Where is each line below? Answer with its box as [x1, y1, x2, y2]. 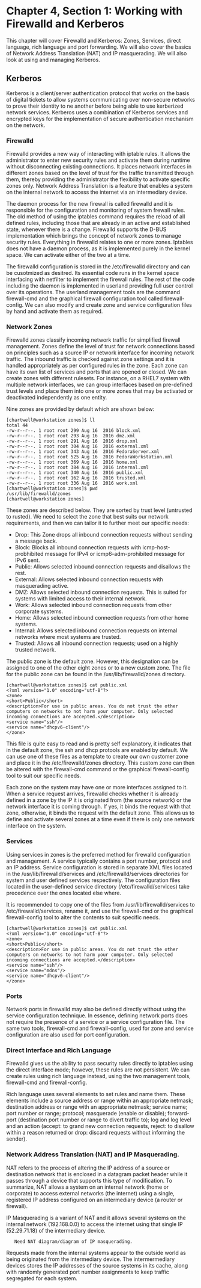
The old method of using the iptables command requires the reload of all [6, 213, 185, 220]
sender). [6, 1135, 27, 1142]
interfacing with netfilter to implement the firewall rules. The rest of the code [6, 276, 195, 283]
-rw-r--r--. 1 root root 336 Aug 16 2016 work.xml [6, 480, 138, 487]
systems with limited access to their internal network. [14, 595, 147, 602]
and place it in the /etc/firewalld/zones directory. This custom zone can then [6, 759, 195, 766]
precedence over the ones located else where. [6, 889, 122, 896]
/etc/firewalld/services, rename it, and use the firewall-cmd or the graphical [6, 907, 193, 914]
